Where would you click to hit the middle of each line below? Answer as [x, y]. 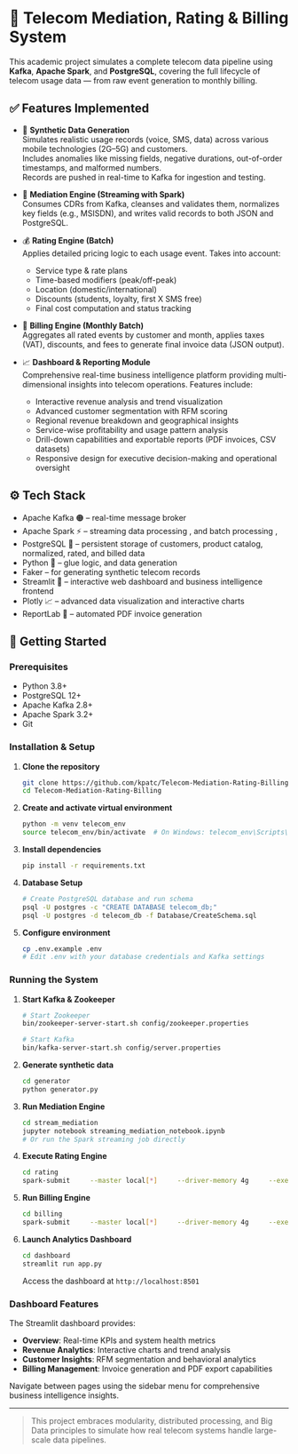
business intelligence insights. [64, 1395]
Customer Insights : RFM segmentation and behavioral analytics [139, 1360]
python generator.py [60, 1089]
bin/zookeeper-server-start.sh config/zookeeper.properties [135, 1024]
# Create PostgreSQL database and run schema [107, 899]
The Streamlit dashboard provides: [72, 1323]
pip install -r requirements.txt [84, 866]
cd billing [42, 1214]
